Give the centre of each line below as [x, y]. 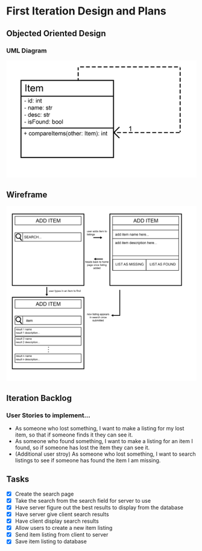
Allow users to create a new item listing [64, 528]
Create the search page [44, 494]
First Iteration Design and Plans [87, 11]
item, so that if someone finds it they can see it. [74, 435]
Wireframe [27, 194]
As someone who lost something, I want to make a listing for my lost [99, 429]
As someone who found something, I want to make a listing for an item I [104, 441]
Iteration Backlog [39, 398]
